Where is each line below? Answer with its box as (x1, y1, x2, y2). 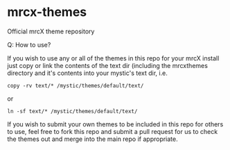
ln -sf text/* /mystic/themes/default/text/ (7, 108, 138, 115)
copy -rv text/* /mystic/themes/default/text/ (7, 82, 144, 89)
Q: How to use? (7, 40, 51, 49)
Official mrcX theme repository (7, 27, 95, 35)
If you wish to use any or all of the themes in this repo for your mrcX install (7, 53, 220, 62)
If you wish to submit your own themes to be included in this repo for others (7, 119, 224, 128)
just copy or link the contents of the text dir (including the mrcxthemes (7, 61, 208, 69)
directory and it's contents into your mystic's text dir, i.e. (7, 69, 168, 77)
